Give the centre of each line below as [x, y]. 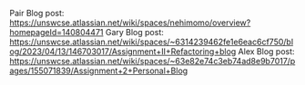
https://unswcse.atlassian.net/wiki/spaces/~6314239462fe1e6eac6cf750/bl [152, 42]
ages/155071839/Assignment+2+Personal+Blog [99, 71]
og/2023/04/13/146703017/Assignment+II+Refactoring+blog [123, 52]
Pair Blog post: [37, 13]
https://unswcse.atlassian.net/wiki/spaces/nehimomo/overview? [130, 23]
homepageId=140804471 [56, 32]
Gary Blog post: [134, 32]
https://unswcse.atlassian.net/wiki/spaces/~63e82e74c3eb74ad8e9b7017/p [152, 61]
